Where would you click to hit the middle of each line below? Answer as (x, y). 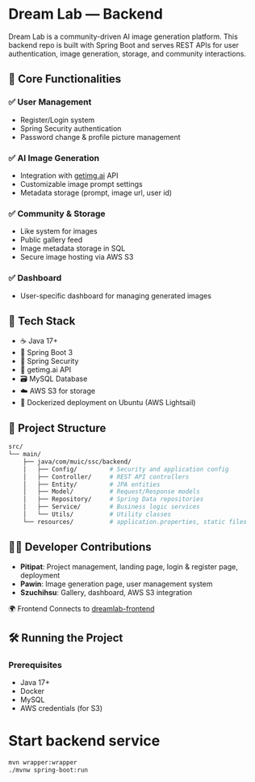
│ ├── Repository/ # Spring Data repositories (113, 499)
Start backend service (84, 741)
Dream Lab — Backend (86, 14)
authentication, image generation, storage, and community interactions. (127, 53)
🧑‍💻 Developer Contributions (80, 547)
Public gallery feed (51, 240)
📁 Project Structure (57, 428)
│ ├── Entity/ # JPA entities (92, 484)
